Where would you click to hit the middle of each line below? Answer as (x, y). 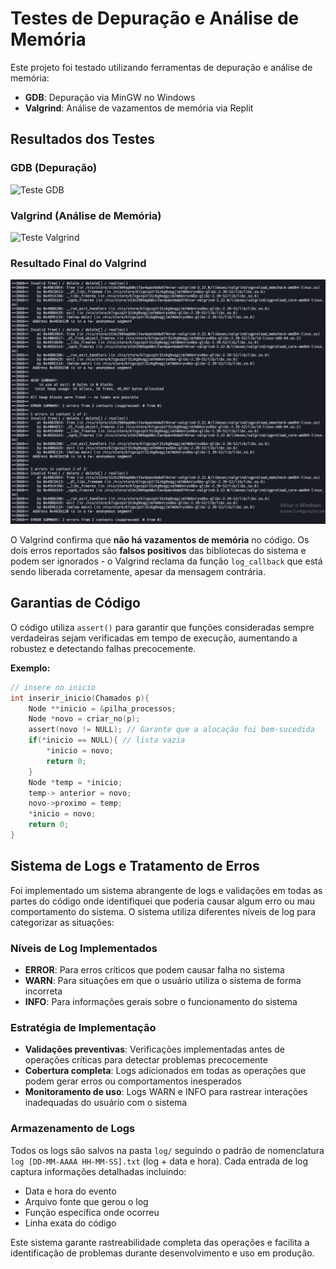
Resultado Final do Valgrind (78, 263)
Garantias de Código (76, 603)
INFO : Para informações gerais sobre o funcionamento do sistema (161, 1002)
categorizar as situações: (62, 922)
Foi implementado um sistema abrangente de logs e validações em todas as (166, 890)
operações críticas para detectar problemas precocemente (146, 1060)
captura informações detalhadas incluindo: (98, 1171)
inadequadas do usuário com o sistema (106, 1103)
